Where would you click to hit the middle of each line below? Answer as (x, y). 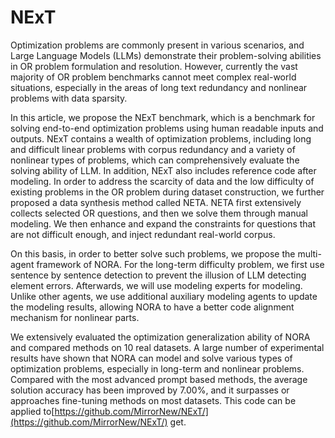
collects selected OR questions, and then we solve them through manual (159, 213)
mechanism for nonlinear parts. (75, 317)
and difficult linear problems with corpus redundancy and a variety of (153, 149)
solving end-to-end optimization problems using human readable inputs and (167, 128)
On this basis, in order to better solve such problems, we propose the (153, 253)
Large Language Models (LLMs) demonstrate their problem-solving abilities (166, 55)
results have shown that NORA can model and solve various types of (151, 358)
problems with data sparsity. (69, 98)
